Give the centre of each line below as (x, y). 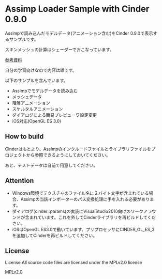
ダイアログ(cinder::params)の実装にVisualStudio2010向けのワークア (80, 211)
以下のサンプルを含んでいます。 (37, 80)
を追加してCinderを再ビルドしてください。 (55, 235)
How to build (24, 137)
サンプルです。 (24, 39)
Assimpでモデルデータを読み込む (45, 91)
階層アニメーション (31, 103)
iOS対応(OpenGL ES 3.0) (37, 121)
